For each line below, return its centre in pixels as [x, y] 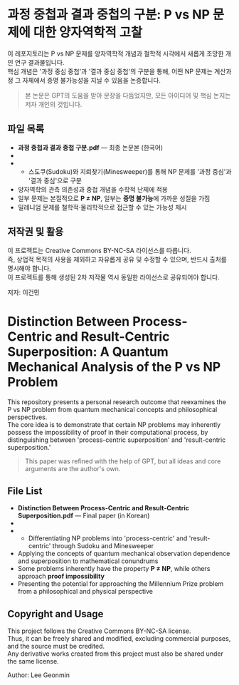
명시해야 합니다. [30, 268]
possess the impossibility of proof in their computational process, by [108, 432]
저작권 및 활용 [36, 232]
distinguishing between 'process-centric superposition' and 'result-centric [117, 440]
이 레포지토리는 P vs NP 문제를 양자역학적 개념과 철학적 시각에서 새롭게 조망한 [116, 53]
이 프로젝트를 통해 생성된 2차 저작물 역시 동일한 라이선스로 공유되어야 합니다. [113, 277]
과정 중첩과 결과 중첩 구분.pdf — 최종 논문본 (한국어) [90, 148]
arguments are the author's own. [73, 468]
